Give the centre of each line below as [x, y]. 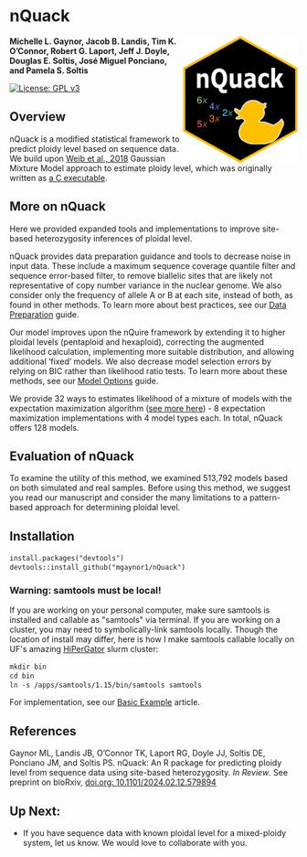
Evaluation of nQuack [72, 456]
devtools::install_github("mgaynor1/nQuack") [97, 568]
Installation [42, 536]
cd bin [22, 676]
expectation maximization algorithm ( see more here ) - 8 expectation [138, 408]
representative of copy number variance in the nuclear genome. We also [146, 285]
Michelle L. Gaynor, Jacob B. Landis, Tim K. [93, 41]
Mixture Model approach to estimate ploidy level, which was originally [141, 168]
